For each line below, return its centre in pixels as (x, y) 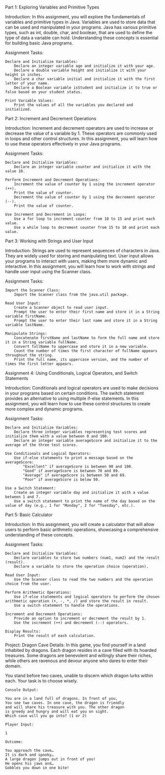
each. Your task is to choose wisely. (41, 681)
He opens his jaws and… (30, 764)
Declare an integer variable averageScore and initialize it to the (86, 440)
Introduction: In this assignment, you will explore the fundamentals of (75, 17)
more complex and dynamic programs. (44, 409)
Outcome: (14, 742)
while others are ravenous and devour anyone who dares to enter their (77, 661)
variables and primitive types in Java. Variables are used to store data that (80, 22)
